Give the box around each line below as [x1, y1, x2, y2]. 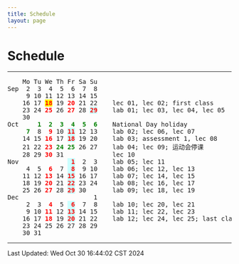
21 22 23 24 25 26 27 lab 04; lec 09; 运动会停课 [22, 143, 204, 152]
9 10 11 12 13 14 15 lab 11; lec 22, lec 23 [26, 208, 196, 216]
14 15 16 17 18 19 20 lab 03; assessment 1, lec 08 [22, 134, 218, 143]
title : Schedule [7, 10, 55, 18]
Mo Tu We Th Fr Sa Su [22, 78, 98, 86]
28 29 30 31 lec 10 [22, 151, 135, 159]
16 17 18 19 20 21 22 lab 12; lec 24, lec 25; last [22, 215, 218, 223]
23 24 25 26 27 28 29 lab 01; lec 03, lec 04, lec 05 [22, 106, 225, 115]
